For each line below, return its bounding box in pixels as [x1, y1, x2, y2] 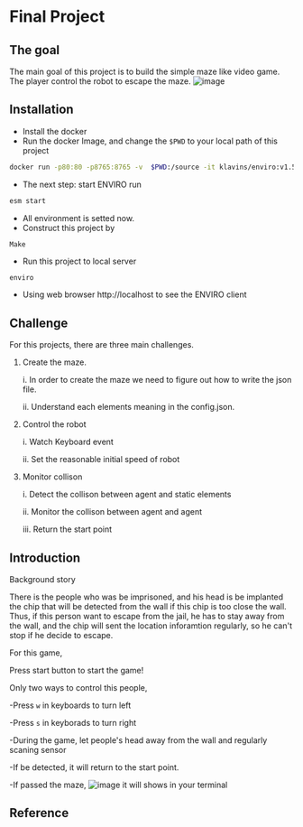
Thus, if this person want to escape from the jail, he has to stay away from [9, 611, 285, 622]
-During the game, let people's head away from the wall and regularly [9, 735, 268, 746]
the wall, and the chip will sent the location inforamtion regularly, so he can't [9, 620, 293, 631]
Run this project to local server [22, 256, 137, 267]
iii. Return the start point [22, 524, 113, 534]
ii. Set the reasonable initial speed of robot [22, 454, 180, 465]
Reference [9, 805, 69, 821]
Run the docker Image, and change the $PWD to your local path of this [22, 135, 278, 146]
